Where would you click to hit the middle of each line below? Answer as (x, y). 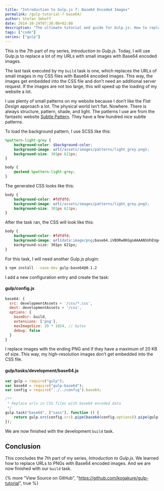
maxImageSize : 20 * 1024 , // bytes (50, 326)
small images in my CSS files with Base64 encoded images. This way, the (79, 76)
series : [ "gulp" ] (23, 37)
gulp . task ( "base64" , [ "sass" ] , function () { (52, 412)
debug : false (27, 330)
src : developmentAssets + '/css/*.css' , (51, 303)
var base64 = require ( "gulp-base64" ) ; (44, 386)
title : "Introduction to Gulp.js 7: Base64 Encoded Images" (68, 10)
